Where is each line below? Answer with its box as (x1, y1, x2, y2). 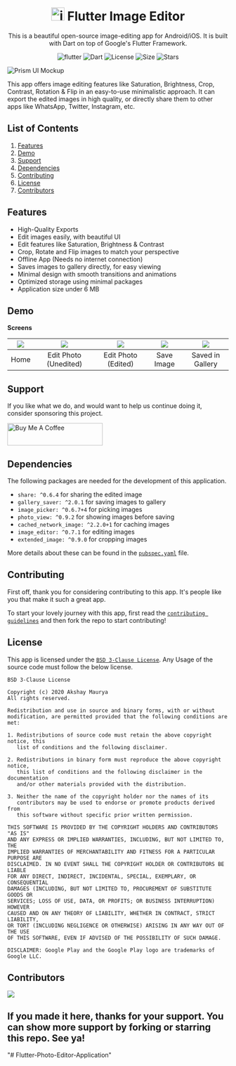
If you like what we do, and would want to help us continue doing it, (7, 402, 202, 410)
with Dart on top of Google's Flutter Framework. (48, 39, 188, 47)
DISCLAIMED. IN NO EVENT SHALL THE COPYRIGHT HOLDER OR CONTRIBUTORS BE (7, 860, 225, 867)
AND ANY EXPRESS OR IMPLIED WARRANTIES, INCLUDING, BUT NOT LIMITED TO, (7, 836, 225, 843)
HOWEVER (7, 903, 30, 911)
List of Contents (7, 123, 79, 135)
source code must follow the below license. (7, 662, 133, 671)
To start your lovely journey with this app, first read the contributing (7, 608, 206, 617)
